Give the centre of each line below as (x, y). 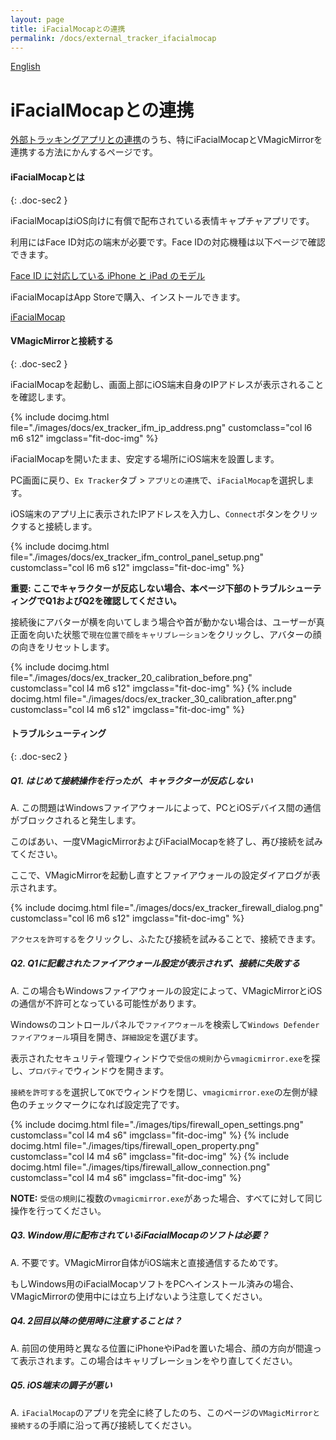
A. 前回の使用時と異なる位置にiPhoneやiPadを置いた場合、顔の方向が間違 (161, 1348)
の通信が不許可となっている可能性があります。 (106, 1003)
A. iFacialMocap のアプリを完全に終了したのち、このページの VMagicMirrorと (165, 1412)
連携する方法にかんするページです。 (84, 152)
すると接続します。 (58, 526)
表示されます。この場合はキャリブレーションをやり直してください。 (158, 1360)
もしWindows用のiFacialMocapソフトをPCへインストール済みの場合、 (155, 1283)
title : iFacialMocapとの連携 (68, 29)
